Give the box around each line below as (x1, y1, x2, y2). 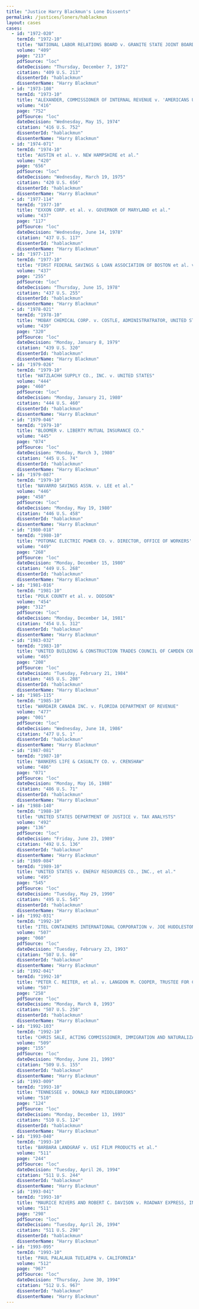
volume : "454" (17, 598, 52, 605)
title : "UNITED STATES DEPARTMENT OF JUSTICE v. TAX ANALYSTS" (17, 814, 176, 820)
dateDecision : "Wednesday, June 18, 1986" (17, 725, 123, 731)
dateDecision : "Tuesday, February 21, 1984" (17, 670, 129, 676)
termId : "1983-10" (17, 643, 62, 649)
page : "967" (17, 1266, 46, 1272)
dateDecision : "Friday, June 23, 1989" (17, 836, 115, 842)
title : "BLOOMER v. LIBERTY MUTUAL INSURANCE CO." (17, 428, 145, 434)
